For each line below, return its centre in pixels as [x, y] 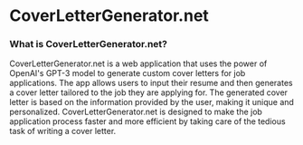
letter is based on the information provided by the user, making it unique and [151, 102]
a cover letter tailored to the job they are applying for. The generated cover [148, 92]
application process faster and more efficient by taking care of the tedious [148, 121]
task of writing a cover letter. [63, 131]
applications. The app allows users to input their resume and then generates [151, 83]
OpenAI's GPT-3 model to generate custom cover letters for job [128, 73]
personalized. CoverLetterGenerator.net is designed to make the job [136, 112]
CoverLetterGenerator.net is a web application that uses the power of [138, 63]
